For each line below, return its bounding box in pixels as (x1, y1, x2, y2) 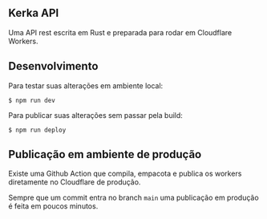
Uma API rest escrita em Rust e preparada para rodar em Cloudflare (8, 27, 233, 37)
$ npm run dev (8, 96, 56, 104)
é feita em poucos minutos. (8, 201, 99, 211)
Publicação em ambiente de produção (8, 148, 202, 161)
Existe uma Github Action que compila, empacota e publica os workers (8, 168, 242, 179)
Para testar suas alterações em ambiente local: (8, 80, 164, 91)
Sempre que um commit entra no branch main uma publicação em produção (8, 193, 259, 203)
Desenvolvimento (8, 59, 99, 73)
